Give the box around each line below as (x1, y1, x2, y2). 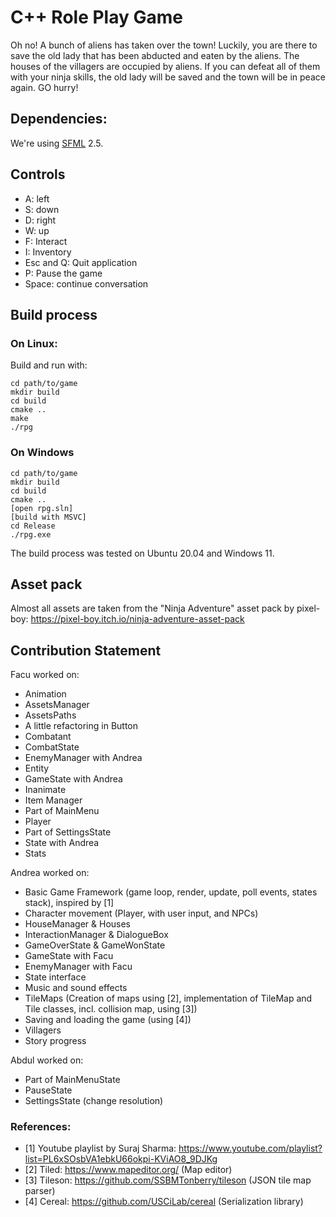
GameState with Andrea (24, 773, 123, 785)
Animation (24, 688, 67, 700)
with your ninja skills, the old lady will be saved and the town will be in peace (10, 71, 326, 83)
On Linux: (10, 336, 58, 350)
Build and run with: (10, 359, 88, 371)
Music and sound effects (24, 982, 128, 994)
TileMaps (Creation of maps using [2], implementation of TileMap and (24, 992, 313, 1005)
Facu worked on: (10, 669, 80, 681)
